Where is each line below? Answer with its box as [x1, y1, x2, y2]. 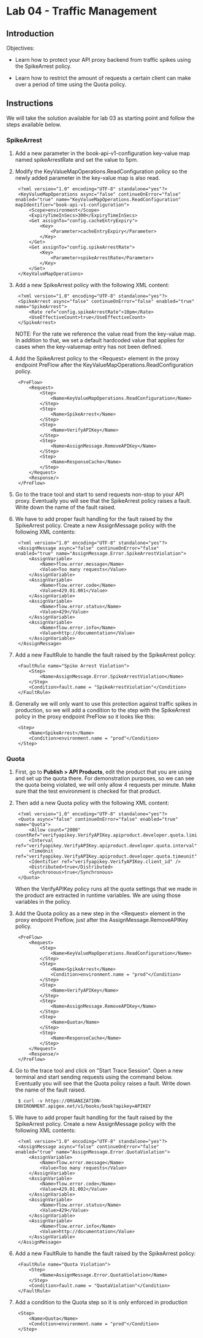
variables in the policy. [15, 898, 72, 906]
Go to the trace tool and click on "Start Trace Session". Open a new [15, 1067, 184, 1075]
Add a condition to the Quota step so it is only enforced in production [15, 1299, 188, 1306]
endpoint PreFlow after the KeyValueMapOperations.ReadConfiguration [15, 362, 194, 369]
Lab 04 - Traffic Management [6, 4, 158, 18]
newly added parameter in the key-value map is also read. [15, 174, 161, 182]
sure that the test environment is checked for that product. [15, 787, 161, 795]
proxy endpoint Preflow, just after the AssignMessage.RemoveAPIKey [15, 916, 188, 924]
